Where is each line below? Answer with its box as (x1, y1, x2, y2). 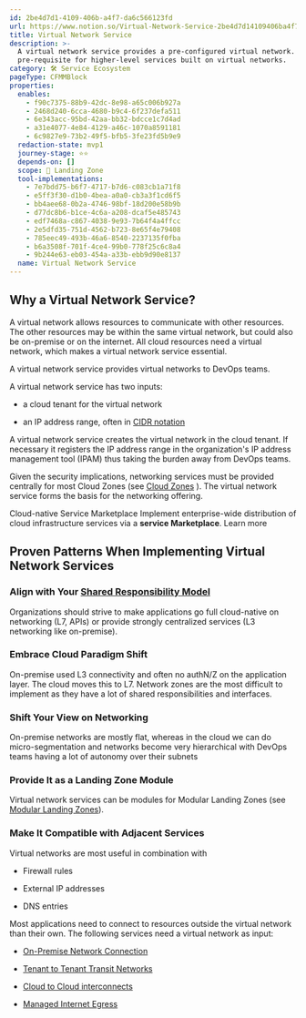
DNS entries (22, 901, 68, 911)
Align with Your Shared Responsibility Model (9, 585, 211, 598)
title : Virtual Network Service (9, 30, 132, 39)
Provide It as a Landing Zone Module (9, 774, 175, 787)
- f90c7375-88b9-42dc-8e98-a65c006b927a (25, 97, 181, 107)
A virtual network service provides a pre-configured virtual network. (17, 47, 296, 56)
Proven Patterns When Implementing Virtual (9, 544, 266, 560)
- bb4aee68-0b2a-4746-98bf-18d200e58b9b (25, 199, 181, 209)
